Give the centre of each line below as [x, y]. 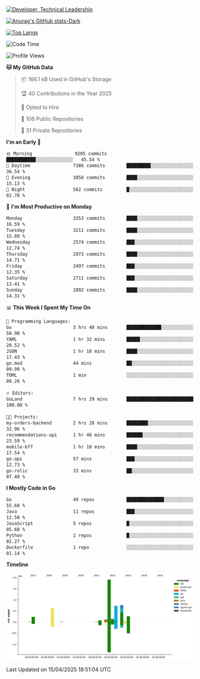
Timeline [17, 565]
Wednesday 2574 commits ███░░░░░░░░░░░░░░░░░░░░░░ [100, 242]
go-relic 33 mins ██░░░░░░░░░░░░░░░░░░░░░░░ [100, 471]
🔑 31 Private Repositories [51, 130]
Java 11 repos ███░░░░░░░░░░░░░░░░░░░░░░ [100, 512]
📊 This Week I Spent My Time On [48, 308]
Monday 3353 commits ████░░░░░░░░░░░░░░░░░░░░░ [100, 218]
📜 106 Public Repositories [52, 119]
